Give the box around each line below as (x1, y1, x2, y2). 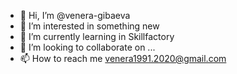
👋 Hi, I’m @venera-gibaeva (19, 10, 131, 21)
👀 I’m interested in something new (19, 20, 160, 32)
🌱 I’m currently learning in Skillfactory (19, 31, 175, 42)
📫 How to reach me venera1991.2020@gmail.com (19, 53, 227, 64)
